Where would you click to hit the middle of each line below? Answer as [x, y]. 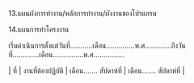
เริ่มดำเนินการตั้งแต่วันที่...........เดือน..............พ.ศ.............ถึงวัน [97, 46]
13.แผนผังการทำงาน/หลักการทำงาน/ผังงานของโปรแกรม [82, 13]
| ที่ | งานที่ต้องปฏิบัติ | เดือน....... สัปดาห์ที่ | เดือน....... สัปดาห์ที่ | [97, 71]
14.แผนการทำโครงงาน [39, 29]
